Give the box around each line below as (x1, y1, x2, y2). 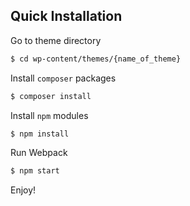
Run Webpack (10, 147, 68, 159)
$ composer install (10, 91, 92, 101)
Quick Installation (10, 8, 123, 25)
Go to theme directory (10, 34, 102, 46)
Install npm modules (10, 109, 89, 121)
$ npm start (10, 166, 60, 176)
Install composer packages (10, 72, 117, 84)
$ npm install (10, 129, 70, 139)
